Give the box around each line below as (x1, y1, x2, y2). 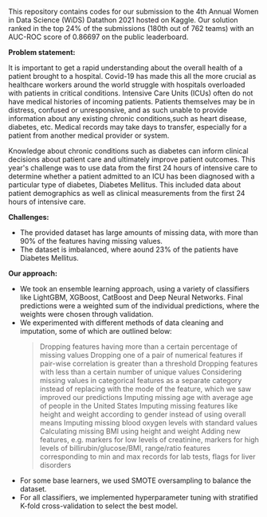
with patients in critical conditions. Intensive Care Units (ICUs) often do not (8, 88, 253, 98)
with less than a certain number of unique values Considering (39, 367, 242, 377)
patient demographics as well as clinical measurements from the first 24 (8, 189, 245, 198)
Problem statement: (8, 48, 76, 57)
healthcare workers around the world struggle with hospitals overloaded (8, 80, 245, 89)
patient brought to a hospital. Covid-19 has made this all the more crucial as (8, 72, 257, 80)
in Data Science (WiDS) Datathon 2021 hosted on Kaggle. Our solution (8, 15, 238, 25)
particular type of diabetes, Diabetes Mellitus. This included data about (8, 180, 241, 190)
